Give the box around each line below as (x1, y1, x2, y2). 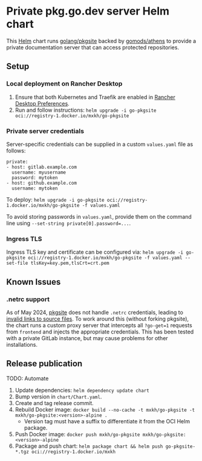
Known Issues (6, 276, 61, 287)
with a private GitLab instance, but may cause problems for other (6, 334, 168, 341)
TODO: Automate (6, 375, 49, 382)
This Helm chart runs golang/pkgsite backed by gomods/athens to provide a (6, 37, 197, 44)
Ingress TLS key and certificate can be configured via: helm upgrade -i (6, 248, 184, 256)
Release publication (6, 358, 83, 369)
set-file (6, 260, 28, 267)
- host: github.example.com (6, 180, 77, 186)
